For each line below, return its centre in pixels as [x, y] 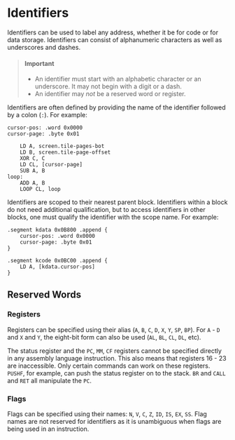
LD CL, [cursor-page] [51, 165]
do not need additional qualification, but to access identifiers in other [106, 210]
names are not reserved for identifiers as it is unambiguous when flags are [114, 422]
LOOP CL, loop [40, 189]
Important [39, 63]
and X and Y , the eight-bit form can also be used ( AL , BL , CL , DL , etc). [104, 337]
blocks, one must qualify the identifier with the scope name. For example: [113, 217]
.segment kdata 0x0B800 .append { [58, 230]
